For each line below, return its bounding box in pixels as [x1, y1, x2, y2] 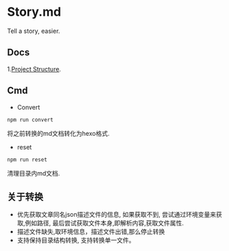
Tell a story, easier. [7, 27, 60, 35]
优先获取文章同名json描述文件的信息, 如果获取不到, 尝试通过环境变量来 [16, 211, 217, 219]
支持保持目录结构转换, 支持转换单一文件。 [16, 236, 135, 244]
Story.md [7, 4, 62, 20]
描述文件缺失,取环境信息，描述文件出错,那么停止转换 [16, 228, 165, 236]
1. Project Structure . [7, 64, 62, 73]
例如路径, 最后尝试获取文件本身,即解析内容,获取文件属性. [25, 219, 184, 227]
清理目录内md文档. [7, 169, 60, 177]
